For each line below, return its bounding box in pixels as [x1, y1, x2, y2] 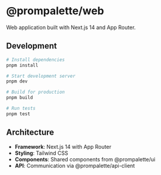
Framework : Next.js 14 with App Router [14, 143, 112, 150]
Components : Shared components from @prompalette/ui [14, 155, 156, 163]
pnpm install [6, 62, 39, 68]
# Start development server [6, 73, 76, 79]
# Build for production [6, 89, 65, 96]
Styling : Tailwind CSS [14, 149, 68, 157]
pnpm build [6, 95, 33, 101]
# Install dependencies [6, 56, 65, 63]
